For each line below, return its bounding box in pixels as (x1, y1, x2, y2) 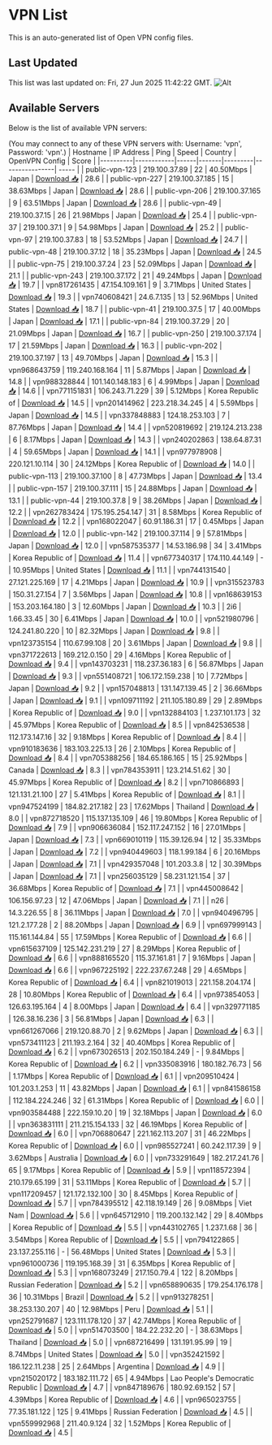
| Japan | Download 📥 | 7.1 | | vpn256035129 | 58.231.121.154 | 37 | (8, 871, 231, 880)
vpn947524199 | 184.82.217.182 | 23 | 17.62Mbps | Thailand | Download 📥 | (8, 802, 259, 811)
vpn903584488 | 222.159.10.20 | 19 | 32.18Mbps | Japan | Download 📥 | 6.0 (8, 1107, 262, 1118)
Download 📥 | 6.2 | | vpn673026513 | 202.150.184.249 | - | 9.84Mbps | (8, 1046, 245, 1057)
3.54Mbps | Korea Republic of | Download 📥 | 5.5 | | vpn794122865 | (8, 1235, 240, 1244)
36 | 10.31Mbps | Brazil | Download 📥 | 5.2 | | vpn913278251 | (8, 1291, 214, 1301)
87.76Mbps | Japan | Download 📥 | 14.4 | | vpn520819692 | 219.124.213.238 (8, 422, 262, 432)
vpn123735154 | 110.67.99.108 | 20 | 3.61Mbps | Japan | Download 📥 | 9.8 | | (8, 638, 262, 647)
